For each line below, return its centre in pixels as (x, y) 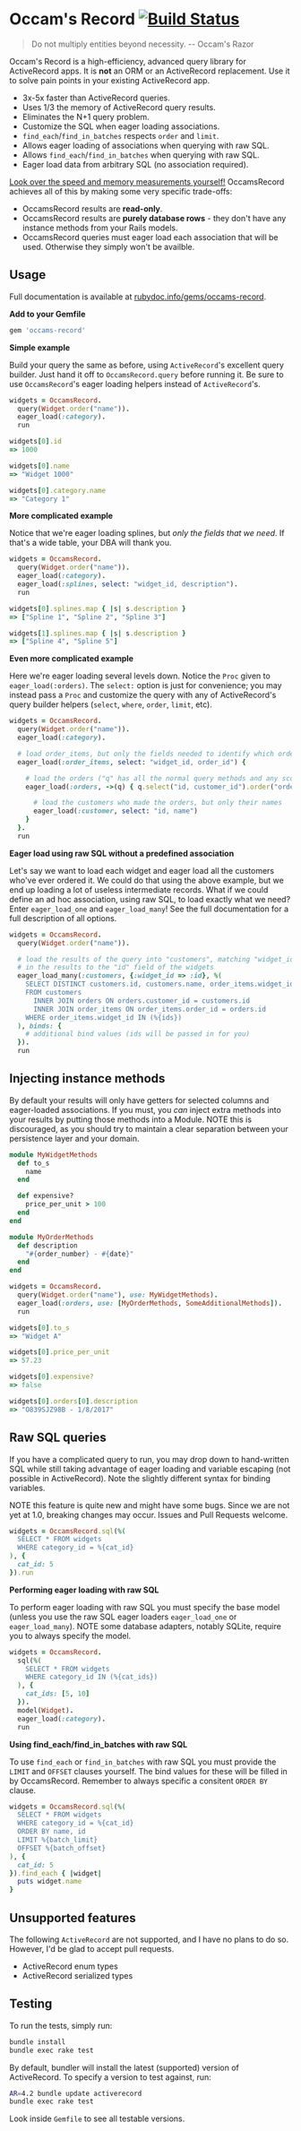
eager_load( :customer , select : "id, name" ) (116, 811)
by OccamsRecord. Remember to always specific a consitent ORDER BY (139, 1781)
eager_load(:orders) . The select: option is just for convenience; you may (146, 686)
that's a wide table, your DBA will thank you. (90, 543)
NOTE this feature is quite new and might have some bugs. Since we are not (150, 1505)
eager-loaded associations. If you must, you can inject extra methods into (146, 1109)
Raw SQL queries (58, 1438)
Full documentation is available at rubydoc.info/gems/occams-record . (138, 297)
